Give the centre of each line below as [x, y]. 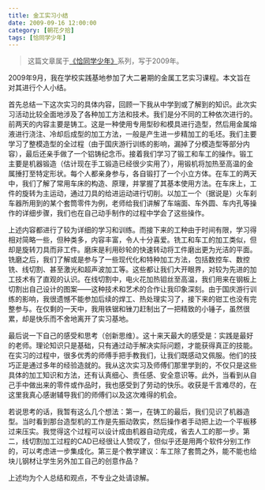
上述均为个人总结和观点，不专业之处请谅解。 [81, 478]
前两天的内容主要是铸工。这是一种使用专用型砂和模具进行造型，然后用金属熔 [132, 124]
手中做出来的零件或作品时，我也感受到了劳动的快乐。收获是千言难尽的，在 [136, 385]
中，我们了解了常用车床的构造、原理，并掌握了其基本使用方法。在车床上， [129, 183]
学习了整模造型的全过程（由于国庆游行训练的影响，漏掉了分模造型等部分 [125, 144]
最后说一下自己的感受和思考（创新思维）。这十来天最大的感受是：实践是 [124, 336]
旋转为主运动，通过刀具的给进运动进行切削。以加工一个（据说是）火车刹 [139, 194]
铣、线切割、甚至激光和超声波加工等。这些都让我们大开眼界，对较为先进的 [129, 269]
